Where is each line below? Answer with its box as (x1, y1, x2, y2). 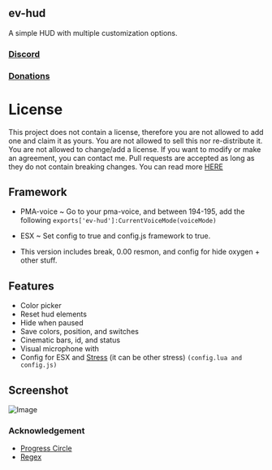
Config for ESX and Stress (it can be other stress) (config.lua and (19, 353, 242, 363)
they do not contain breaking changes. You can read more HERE (8, 162, 223, 172)
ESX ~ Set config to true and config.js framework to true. (19, 231, 211, 241)
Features (8, 279, 54, 293)
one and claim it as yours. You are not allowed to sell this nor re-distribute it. (8, 136, 263, 146)
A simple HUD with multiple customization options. (8, 28, 178, 37)
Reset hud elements (19, 309, 88, 320)
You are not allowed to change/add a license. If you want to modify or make (8, 144, 261, 154)
